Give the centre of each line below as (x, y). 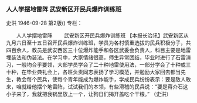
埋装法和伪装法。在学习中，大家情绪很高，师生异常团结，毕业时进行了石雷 (96, 57)
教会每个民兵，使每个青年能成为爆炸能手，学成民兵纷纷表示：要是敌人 (101, 80)
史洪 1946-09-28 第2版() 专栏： (44, 23)
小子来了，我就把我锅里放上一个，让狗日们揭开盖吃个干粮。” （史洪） (89, 94)
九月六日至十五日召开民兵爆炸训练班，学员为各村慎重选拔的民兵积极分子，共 (98, 43)
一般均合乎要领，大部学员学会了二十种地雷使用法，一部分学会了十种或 (101, 65)
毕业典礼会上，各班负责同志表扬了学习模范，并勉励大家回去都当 (103, 72)
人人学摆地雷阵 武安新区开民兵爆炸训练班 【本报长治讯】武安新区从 (102, 36)
